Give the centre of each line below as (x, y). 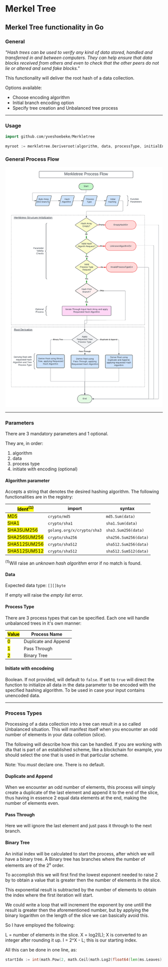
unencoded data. (23, 695)
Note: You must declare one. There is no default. (55, 764)
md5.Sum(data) (120, 517)
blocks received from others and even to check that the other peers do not (82, 63)
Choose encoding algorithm (41, 97)
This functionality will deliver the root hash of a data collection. (70, 78)
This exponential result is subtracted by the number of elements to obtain (81, 890)
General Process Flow (32, 159)
